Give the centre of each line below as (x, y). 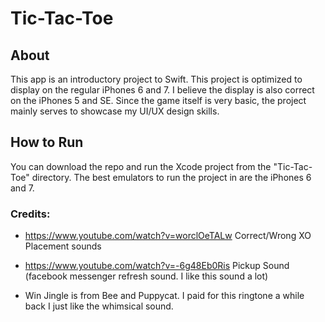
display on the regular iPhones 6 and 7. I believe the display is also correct (162, 90)
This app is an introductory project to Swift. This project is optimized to (156, 79)
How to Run (47, 142)
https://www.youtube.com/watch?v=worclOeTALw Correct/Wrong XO (168, 236)
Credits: (30, 214)
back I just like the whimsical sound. (99, 306)
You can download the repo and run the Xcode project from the (141, 166)
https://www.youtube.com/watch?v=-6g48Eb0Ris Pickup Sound (157, 266)
